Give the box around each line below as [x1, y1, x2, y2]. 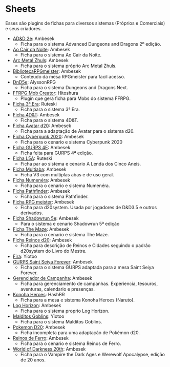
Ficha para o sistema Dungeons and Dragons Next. [20, 84, 128, 90]
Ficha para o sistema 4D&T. [20, 117, 79, 123]
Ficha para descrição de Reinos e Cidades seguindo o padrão [20, 242, 151, 249]
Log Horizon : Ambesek [12, 302, 61, 308]
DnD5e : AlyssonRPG [12, 79, 56, 85]
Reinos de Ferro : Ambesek [12, 335, 69, 341]
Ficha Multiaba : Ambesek [12, 166, 67, 172]
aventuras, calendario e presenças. [20, 286, 95, 292]
